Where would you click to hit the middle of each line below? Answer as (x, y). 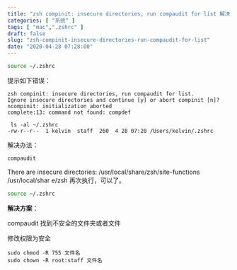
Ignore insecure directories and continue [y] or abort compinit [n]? (114, 100)
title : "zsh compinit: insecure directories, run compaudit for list (112, 14)
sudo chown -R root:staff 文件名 (55, 260)
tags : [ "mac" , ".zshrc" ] (45, 27)
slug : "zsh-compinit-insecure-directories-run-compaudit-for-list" (109, 40)
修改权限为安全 (29, 238)
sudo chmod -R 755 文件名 (44, 253)
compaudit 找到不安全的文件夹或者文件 (64, 223)
